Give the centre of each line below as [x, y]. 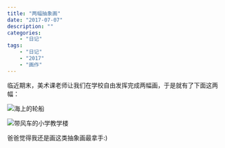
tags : [15, 45]
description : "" [30, 26]
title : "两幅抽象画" [34, 13]
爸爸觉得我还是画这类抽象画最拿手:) [57, 138]
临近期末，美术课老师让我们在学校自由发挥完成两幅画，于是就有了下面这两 [112, 85]
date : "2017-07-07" [35, 20]
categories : [24, 33]
